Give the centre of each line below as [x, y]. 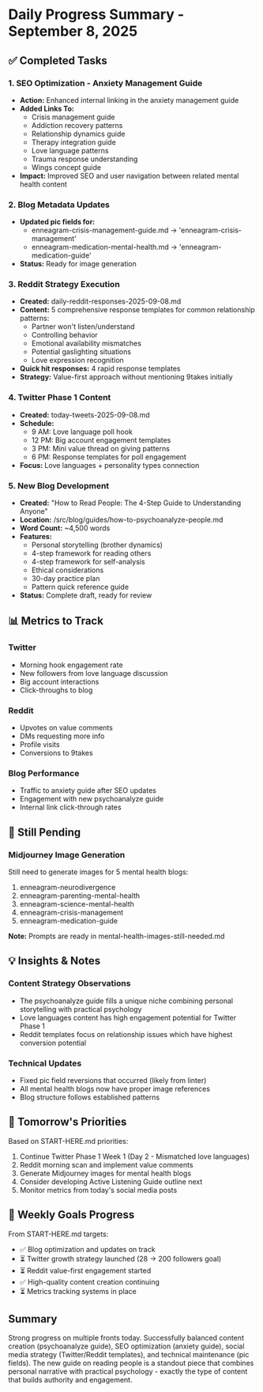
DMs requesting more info [62, 736]
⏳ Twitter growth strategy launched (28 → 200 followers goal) [120, 1258]
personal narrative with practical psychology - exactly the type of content [128, 1371]
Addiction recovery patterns [77, 125]
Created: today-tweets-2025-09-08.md [85, 415]
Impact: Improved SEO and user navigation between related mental [129, 175]
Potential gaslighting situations [81, 352]
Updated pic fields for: [57, 222]
